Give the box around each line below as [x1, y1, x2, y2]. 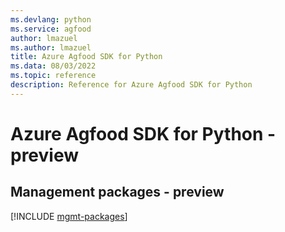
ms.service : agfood [10, 24, 92, 34]
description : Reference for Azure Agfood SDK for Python [10, 80, 253, 90]
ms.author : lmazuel [10, 42, 92, 53]
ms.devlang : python [10, 14, 92, 25]
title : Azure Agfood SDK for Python [10, 52, 163, 62]
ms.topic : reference [10, 71, 97, 81]
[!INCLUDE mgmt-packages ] [10, 210, 128, 222]
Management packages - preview [10, 184, 225, 201]
